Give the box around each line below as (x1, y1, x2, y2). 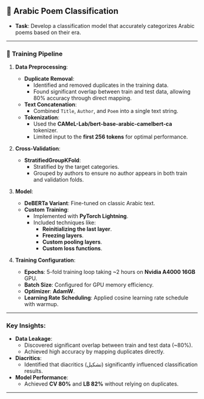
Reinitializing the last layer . (42, 225, 112, 233)
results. (24, 367, 43, 375)
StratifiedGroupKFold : (24, 157, 81, 164)
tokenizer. (33, 127, 58, 134)
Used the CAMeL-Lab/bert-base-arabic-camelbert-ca (33, 120, 172, 128)
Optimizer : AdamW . (24, 288, 75, 295)
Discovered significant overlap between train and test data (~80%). (24, 341, 193, 349)
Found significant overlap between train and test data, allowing (33, 88, 191, 95)
